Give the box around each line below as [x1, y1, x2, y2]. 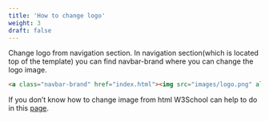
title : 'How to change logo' [8, 11, 106, 20]
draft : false [8, 26, 52, 34]
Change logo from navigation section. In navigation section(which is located [8, 49, 259, 58]
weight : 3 [8, 19, 42, 27]
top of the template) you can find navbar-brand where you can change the [8, 57, 254, 66]
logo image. [8, 65, 47, 75]
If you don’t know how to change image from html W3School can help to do [8, 95, 258, 104]
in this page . [8, 103, 50, 113]
